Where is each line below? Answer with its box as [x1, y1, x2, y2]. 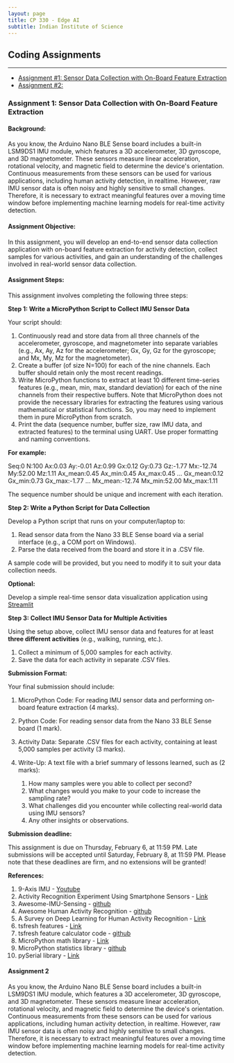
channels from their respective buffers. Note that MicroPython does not [17, 390, 223, 399]
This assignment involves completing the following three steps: [8, 291, 188, 299]
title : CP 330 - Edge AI [8, 17, 80, 24]
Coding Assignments [8, 49, 101, 60]
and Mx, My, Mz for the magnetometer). [17, 354, 133, 362]
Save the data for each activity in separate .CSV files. [17, 655, 171, 664]
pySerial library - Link [17, 951, 80, 959]
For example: [8, 448, 47, 456]
